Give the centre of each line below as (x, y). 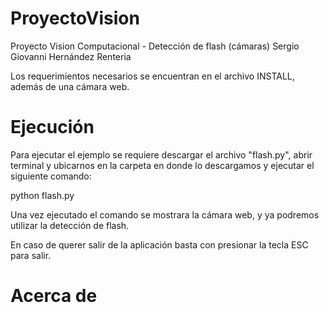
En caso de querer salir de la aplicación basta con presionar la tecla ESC (159, 244)
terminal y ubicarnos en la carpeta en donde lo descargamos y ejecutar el (162, 165)
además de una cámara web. (70, 86)
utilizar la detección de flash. (70, 225)
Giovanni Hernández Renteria (71, 56)
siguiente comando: (51, 176)
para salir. (31, 255)
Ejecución (52, 127)
